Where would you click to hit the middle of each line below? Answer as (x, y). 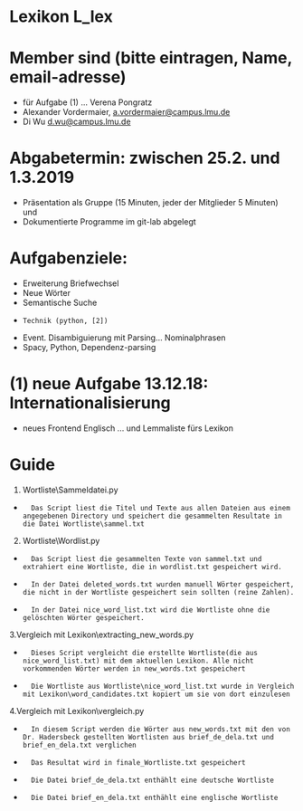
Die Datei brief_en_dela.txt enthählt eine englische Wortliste (155, 797)
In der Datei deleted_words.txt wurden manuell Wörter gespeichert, (163, 584)
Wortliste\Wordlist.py (61, 540)
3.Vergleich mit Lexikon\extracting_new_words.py (102, 634)
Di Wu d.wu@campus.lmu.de (76, 122)
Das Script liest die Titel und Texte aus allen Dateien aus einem (161, 508)
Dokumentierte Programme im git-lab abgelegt (109, 222)
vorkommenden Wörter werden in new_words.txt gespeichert (134, 668)
